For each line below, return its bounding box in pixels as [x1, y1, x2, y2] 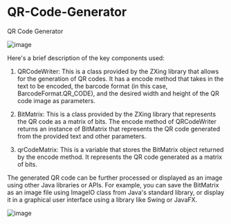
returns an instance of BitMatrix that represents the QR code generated [17, 124, 221, 133]
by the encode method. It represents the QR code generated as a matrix [17, 153, 223, 161]
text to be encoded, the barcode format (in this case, [17, 82, 168, 90]
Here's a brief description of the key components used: [7, 53, 165, 62]
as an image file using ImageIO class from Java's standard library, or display [7, 188, 225, 196]
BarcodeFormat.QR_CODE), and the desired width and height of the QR [17, 89, 220, 97]
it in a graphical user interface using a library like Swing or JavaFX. [7, 195, 198, 204]
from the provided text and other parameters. [17, 132, 147, 140]
